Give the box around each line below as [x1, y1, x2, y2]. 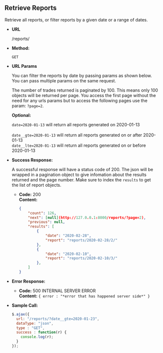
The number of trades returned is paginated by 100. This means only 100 [11, 87, 158, 93]
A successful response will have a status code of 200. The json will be [11, 166, 153, 172]
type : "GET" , [16, 325, 45, 331]
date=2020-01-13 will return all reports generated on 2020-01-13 [11, 121, 140, 127]
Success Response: [11, 157, 53, 163]
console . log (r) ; [20, 334, 54, 339]
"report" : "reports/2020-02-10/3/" [45, 256, 118, 261]
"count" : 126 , [28, 211, 57, 216]
